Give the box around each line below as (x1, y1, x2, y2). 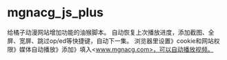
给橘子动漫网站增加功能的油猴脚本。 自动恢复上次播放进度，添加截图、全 (7, 28, 215, 36)
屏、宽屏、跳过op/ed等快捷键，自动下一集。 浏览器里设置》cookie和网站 (7, 36, 214, 45)
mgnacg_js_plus (7, 5, 104, 20)
